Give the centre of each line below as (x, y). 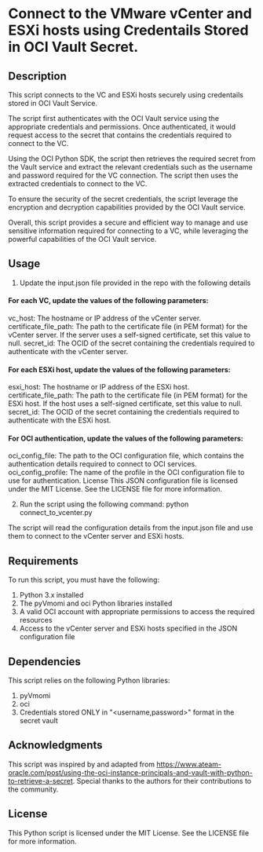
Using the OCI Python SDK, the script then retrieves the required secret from (132, 159)
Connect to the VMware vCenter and (130, 14)
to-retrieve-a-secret (40, 781)
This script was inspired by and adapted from (82, 764)
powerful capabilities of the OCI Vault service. (82, 239)
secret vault (39, 721)
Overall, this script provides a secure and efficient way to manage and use (128, 222)
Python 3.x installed (51, 595)
